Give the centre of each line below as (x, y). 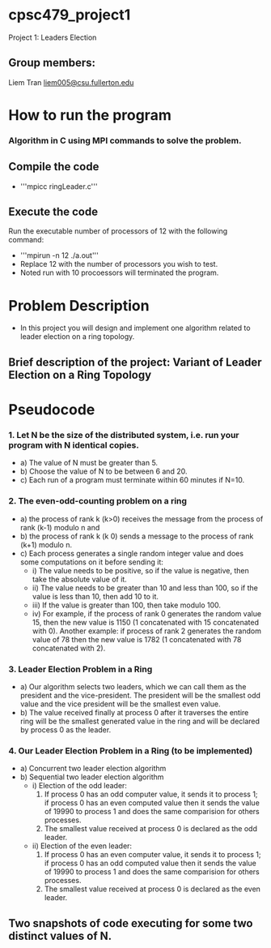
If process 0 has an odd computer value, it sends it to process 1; (151, 794)
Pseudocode (52, 410)
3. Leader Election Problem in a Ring (80, 669)
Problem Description (79, 305)
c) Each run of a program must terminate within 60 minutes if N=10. (132, 480)
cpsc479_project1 (70, 15)
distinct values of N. (60, 935)
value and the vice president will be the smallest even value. (120, 704)
